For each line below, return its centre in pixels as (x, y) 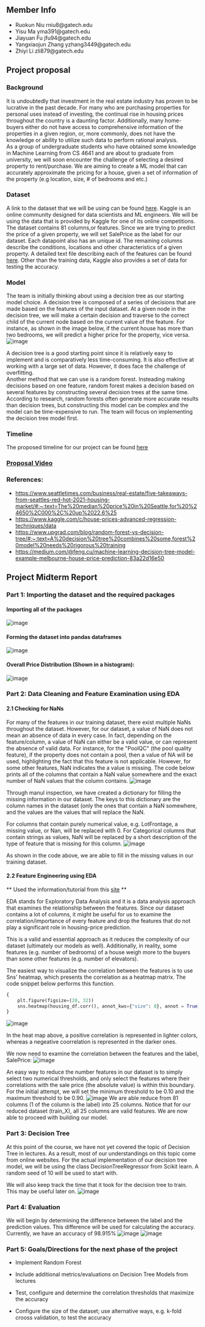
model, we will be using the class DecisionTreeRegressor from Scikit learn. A (103, 1166)
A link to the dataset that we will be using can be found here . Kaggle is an (99, 208)
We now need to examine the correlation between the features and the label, (103, 1054)
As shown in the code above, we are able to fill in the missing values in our (100, 855)
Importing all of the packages (44, 609)
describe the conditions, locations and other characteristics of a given (94, 247)
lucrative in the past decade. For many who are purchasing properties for (98, 107)
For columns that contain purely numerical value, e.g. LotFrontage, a (92, 824)
